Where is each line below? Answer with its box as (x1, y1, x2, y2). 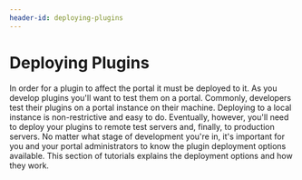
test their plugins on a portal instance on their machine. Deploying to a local (9, 102, 292, 113)
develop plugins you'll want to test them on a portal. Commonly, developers (9, 92, 292, 103)
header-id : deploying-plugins (9, 13, 124, 23)
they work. (9, 160, 50, 171)
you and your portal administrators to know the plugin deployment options (9, 140, 287, 151)
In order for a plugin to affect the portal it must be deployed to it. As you (9, 83, 278, 94)
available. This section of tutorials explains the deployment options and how (9, 150, 293, 161)
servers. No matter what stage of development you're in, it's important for (9, 131, 286, 142)
